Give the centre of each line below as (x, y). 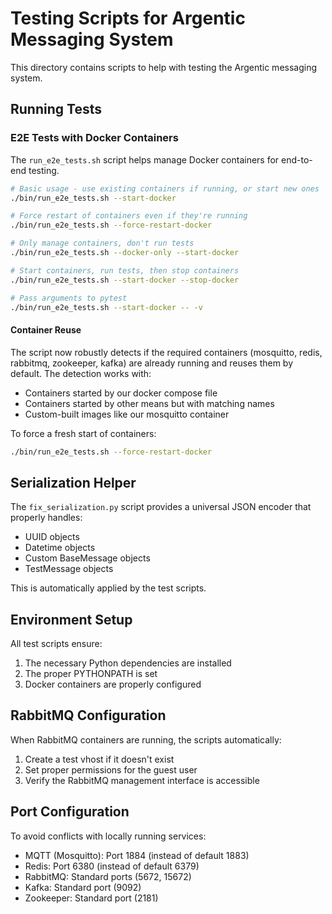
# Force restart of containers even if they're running (129, 216)
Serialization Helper (73, 482)
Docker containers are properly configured (113, 684)
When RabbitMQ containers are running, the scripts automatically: (146, 739)
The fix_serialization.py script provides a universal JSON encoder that (161, 507)
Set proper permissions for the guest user (111, 769)
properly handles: (46, 518)
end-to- (297, 159)
